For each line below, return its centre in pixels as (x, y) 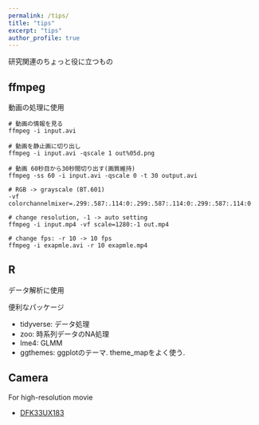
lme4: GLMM (41, 343)
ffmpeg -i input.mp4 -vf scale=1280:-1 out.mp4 (89, 225)
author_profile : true (44, 38)
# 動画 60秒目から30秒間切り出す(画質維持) (72, 169)
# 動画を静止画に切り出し (45, 147)
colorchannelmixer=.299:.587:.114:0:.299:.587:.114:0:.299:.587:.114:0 (129, 204)
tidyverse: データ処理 (55, 324)
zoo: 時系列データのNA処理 (65, 334)
